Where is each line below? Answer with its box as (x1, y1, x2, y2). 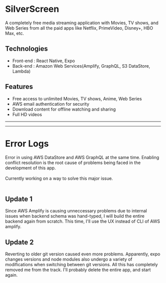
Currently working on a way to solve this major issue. (5, 175, 113, 181)
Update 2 (5, 238, 34, 246)
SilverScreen (5, 3, 59, 15)
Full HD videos (12, 111, 42, 117)
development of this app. (5, 164, 56, 171)
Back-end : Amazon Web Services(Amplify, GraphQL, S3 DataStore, (12, 63, 151, 69)
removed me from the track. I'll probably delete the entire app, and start (5, 267, 151, 273)
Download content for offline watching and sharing (12, 106, 116, 112)
